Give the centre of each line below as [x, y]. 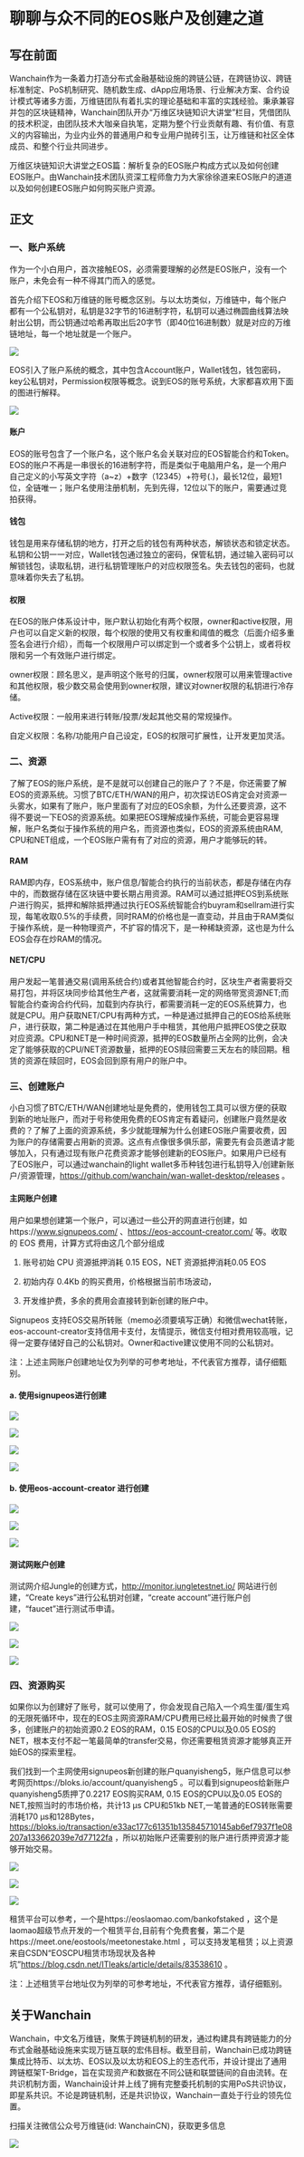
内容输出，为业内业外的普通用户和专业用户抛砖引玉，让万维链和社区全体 [160, 135]
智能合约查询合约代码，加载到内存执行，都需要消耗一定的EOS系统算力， [144, 1004]
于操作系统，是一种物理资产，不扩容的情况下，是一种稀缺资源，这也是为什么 [152, 927]
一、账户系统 [38, 247]
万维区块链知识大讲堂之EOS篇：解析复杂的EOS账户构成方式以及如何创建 [144, 165]
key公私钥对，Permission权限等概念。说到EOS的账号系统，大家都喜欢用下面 [152, 380]
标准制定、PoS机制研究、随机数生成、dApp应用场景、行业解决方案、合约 [146, 90]
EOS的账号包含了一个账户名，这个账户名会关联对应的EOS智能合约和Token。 [152, 453]
